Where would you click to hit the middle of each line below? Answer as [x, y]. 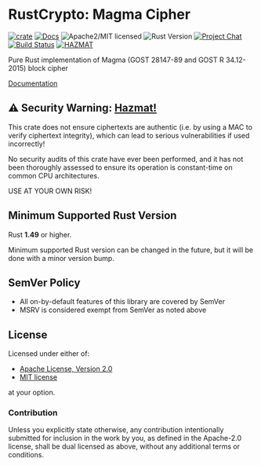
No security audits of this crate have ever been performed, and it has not [126, 159]
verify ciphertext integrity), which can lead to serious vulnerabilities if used [129, 135]
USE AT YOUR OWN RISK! [50, 191]
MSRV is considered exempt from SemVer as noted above [113, 310]
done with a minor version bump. [62, 258]
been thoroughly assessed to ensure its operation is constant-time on [120, 167]
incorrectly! [27, 144]
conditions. [26, 455]
